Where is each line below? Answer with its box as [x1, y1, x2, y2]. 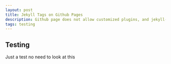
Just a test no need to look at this [5, 54, 75, 60]
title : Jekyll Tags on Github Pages [5, 12, 83, 17]
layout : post [5, 7, 33, 13]
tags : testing [5, 21, 36, 27]
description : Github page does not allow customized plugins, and [5, 17, 149, 22]
